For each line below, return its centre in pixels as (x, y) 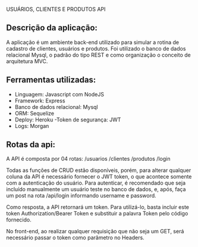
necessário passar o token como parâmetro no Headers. (75, 237)
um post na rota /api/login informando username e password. (81, 196)
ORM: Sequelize (34, 113)
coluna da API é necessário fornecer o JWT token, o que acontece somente (99, 177)
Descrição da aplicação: (52, 28)
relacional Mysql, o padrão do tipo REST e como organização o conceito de (99, 55)
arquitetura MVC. (27, 61)
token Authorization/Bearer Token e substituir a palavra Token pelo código (97, 214)
